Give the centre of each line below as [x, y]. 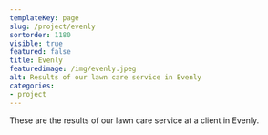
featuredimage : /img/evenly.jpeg [73, 69]
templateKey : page [44, 18]
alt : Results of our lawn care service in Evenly [106, 78]
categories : [32, 86]
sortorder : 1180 [40, 35]
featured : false [40, 52]
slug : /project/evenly [52, 26]
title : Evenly [36, 60]
